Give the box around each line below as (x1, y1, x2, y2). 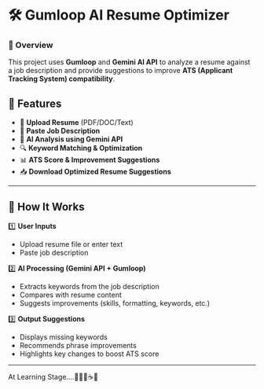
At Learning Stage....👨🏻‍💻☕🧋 (8, 372, 98, 382)
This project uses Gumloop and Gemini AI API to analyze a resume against (8, 57, 251, 67)
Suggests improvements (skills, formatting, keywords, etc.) (19, 299, 211, 308)
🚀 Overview (8, 40, 53, 51)
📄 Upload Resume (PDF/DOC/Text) (19, 118, 134, 127)
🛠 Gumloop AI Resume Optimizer (8, 6, 230, 24)
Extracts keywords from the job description (19, 282, 159, 292)
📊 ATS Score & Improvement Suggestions (19, 155, 160, 165)
